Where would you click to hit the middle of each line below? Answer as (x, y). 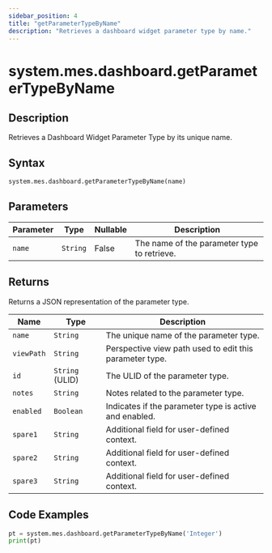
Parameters (38, 207)
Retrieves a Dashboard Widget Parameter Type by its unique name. (120, 138)
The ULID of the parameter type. (167, 376)
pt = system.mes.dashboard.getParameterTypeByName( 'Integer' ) (115, 534)
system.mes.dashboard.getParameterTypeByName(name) (97, 182)
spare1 (25, 434)
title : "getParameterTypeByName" (65, 23)
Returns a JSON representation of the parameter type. (99, 301)
